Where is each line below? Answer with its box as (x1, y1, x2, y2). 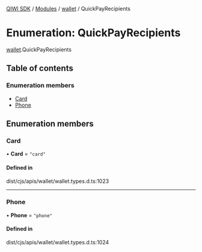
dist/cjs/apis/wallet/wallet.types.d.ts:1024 (6, 239, 109, 246)
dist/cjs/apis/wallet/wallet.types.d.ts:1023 (6, 177, 109, 185)
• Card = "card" (6, 150, 46, 158)
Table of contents (6, 63, 73, 74)
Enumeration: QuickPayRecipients (6, 26, 181, 40)
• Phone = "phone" (6, 211, 53, 218)
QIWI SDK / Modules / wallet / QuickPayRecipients (6, 5, 131, 12)
